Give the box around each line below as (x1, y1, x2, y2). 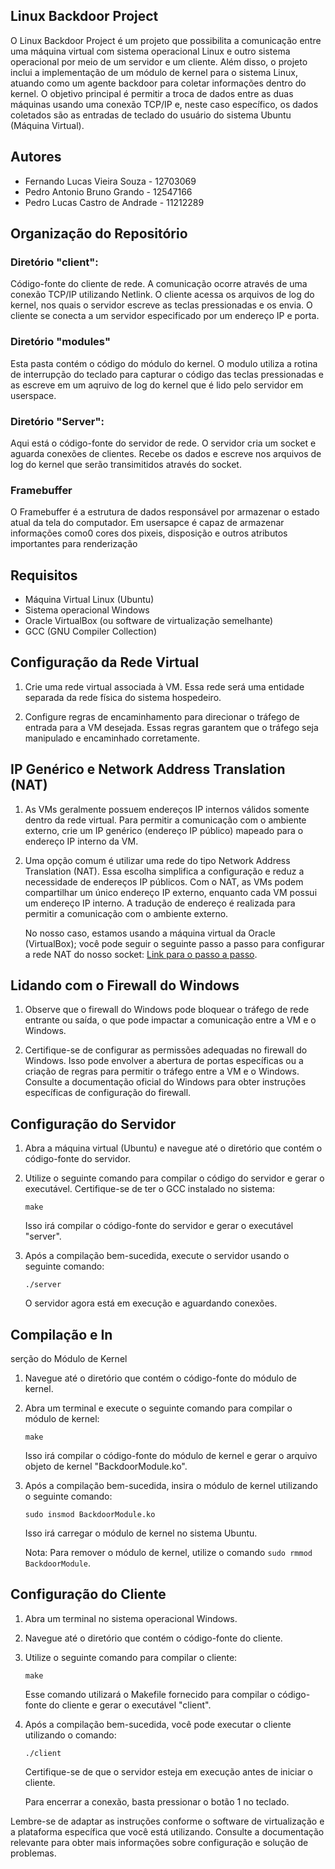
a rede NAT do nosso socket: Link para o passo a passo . (24, 948, 258, 960)
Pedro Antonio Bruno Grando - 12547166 (24, 185, 193, 198)
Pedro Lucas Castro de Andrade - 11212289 (24, 196, 205, 208)
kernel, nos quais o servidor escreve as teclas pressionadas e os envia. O (10, 299, 313, 311)
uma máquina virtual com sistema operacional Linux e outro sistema (10, 45, 291, 57)
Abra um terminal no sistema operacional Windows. (24, 1612, 238, 1624)
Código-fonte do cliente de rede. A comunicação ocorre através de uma (10, 278, 308, 290)
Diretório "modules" (10, 335, 111, 349)
